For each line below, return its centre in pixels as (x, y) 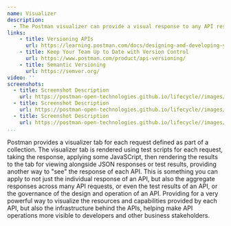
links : (16, 33)
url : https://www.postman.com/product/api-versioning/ (106, 59)
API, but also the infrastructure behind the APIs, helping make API (100, 208)
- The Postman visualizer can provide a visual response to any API (113, 26)
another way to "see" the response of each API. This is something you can (112, 171)
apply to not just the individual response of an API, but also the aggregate (111, 178)
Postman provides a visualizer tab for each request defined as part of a (108, 142)
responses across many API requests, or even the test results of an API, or (112, 186)
